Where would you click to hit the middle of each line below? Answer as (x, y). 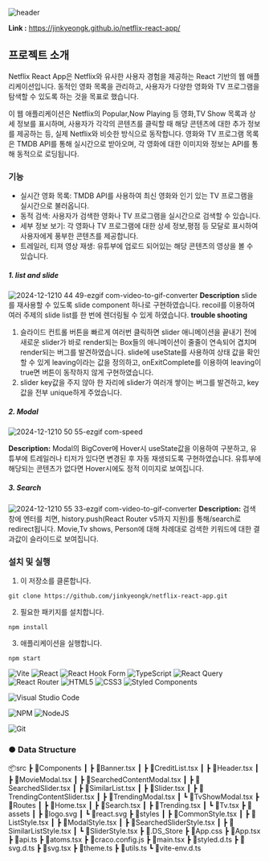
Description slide (228, 296)
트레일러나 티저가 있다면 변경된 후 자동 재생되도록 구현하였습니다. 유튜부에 (145, 458)
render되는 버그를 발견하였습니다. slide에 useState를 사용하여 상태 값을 (132, 352)
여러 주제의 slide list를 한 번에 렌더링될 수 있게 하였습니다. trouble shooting (128, 315)
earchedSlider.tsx (39, 788)
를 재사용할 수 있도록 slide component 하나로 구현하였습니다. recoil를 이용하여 (132, 305)
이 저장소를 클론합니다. (55, 581)
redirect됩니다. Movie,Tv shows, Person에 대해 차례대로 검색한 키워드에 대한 (130, 529)
